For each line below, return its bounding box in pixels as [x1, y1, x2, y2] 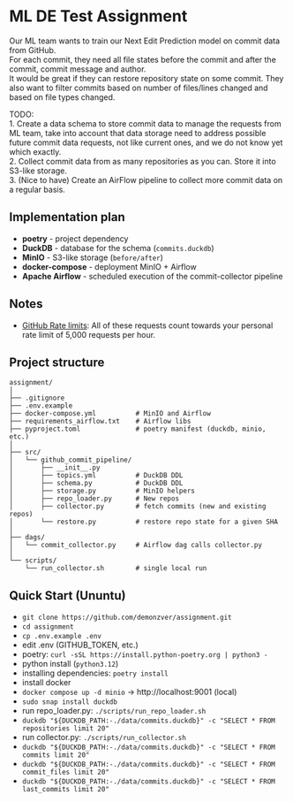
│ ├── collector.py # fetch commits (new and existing [9, 502, 267, 511]
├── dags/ [9, 533, 46, 542]
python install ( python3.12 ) [21, 659, 119, 669]
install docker [21, 677, 71, 688]
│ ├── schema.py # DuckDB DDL [9, 479, 184, 488]
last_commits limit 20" [21, 785, 110, 794]
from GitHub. [9, 44, 56, 55]
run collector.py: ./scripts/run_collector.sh [21, 732, 187, 743]
